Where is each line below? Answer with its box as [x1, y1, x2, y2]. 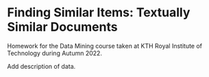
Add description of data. [7, 62, 76, 70]
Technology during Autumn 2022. [7, 49, 103, 57]
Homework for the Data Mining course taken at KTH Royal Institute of [7, 42, 203, 50]
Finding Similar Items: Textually [7, 5, 190, 20]
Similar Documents [7, 19, 118, 35]
